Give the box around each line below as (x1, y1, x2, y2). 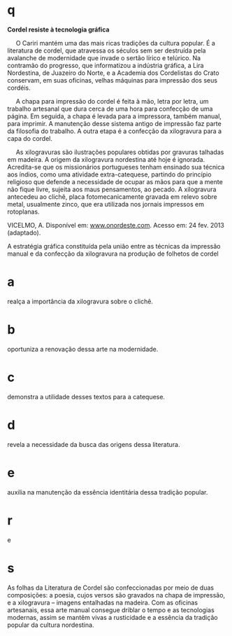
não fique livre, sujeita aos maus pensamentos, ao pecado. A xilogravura (7, 185, 217, 193)
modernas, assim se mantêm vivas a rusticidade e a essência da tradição (7, 613, 218, 621)
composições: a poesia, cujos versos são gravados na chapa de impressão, (7, 590, 226, 599)
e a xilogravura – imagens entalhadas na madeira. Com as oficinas (7, 598, 198, 607)
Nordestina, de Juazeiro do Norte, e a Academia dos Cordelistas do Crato (7, 69, 219, 77)
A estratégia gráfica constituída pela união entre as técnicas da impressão (7, 242, 221, 250)
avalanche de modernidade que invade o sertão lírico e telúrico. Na (7, 53, 201, 62)
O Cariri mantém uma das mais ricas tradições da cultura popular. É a (15, 39, 215, 47)
